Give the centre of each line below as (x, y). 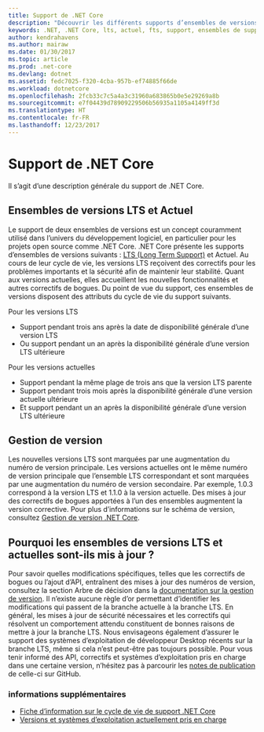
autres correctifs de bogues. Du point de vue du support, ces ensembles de (131, 288)
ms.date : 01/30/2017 (42, 52)
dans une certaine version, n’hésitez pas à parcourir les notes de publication (132, 666)
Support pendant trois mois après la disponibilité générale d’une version (136, 391)
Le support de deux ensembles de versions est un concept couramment (125, 230)
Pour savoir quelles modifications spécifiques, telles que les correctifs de (126, 574)
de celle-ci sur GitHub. (45, 674)
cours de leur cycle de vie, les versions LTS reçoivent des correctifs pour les (132, 263)
